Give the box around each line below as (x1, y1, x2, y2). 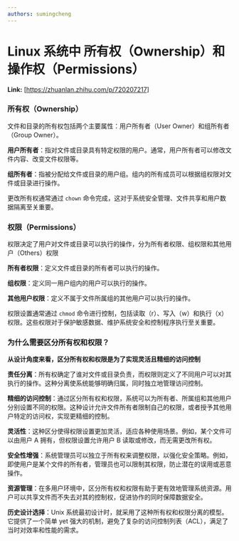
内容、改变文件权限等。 (13, 154, 83, 163)
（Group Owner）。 (7, 130, 63, 139)
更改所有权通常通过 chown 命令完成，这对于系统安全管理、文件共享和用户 (7, 194, 221, 202)
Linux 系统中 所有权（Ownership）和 (7, 43, 225, 59)
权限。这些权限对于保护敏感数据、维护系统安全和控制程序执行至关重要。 (7, 318, 219, 327)
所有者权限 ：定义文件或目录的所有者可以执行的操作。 (7, 264, 164, 273)
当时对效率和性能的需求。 (7, 526, 83, 535)
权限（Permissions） (7, 222, 80, 232)
